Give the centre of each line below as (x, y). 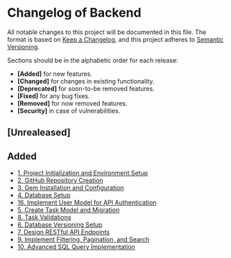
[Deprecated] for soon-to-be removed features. (86, 88)
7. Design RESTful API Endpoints (63, 232)
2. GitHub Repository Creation (60, 180)
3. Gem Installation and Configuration (70, 188)
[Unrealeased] (39, 132)
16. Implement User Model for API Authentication (87, 202)
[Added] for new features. (54, 74)
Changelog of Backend (74, 13)
